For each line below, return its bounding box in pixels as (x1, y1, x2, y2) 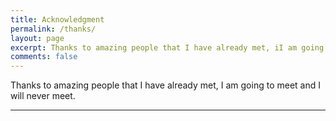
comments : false (10, 52, 78, 62)
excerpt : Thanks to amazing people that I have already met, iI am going (10, 42, 325, 53)
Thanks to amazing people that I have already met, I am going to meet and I (10, 79, 321, 91)
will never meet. (10, 90, 76, 102)
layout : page (10, 33, 65, 43)
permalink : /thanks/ (10, 24, 97, 34)
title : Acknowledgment (10, 14, 105, 25)
